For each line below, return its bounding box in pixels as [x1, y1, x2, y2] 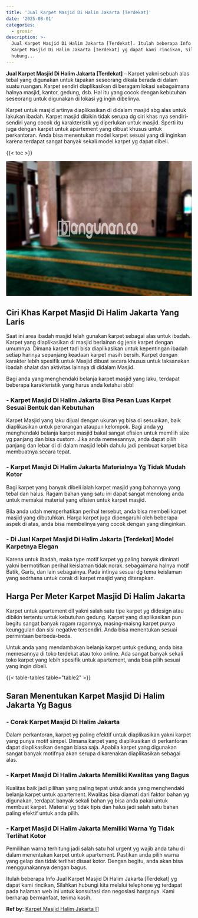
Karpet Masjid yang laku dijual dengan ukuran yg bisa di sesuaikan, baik [6, 417, 181, 424]
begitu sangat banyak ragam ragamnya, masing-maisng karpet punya [6, 620, 176, 627]
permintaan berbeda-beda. [6, 632, 72, 639]
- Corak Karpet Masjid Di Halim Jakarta [6, 718, 120, 726]
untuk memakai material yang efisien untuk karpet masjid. [6, 496, 146, 504]
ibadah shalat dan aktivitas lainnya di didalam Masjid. [6, 364, 135, 371]
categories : [6, 22, 35, 28]
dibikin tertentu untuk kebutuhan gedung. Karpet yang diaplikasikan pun [6, 613, 181, 620]
